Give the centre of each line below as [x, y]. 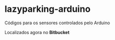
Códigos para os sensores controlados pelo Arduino [57, 23]
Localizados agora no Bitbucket [37, 32]
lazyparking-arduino [48, 9]
